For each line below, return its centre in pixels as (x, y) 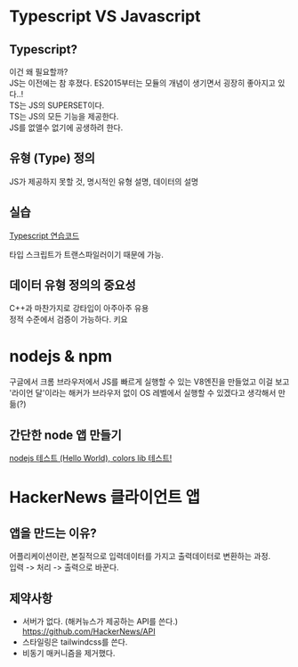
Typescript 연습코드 (44, 235)
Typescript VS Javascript (105, 16)
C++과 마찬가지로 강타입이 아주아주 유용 (79, 309)
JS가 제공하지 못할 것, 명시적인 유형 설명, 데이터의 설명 (104, 181)
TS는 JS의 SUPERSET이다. (57, 105)
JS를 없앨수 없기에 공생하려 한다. (66, 128)
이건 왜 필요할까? (39, 72)
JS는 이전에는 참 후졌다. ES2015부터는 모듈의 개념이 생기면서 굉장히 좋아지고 (142, 83)
